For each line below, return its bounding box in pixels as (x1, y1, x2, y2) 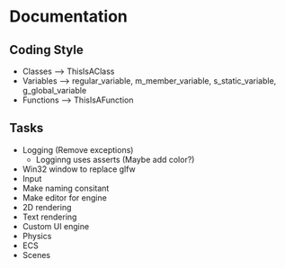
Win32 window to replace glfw (22, 164, 137, 174)
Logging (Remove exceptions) (22, 144, 134, 155)
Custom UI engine (22, 220, 90, 231)
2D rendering (22, 201, 72, 212)
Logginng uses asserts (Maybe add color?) (35, 154, 195, 165)
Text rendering (22, 211, 77, 222)
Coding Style (9, 42, 84, 58)
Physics (22, 230, 52, 241)
